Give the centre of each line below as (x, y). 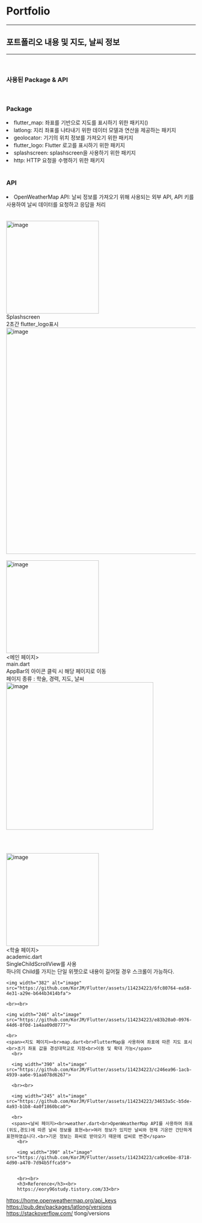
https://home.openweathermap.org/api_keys (61, 1200)
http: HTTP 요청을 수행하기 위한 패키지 (60, 161)
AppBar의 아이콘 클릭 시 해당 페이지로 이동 (56, 671)
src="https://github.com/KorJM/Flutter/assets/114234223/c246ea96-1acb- (99, 1070)
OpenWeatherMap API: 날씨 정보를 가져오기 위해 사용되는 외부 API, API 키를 (104, 197)
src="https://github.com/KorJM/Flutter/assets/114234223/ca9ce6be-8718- (99, 1157)
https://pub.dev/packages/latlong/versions (59, 1207)
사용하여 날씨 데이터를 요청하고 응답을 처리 (56, 204)
